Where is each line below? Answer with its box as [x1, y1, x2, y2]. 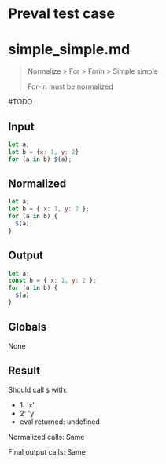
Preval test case [8, 5, 116, 23]
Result [8, 364, 41, 378]
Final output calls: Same [8, 447, 87, 456]
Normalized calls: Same [8, 432, 85, 441]
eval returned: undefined [19, 417, 101, 426]
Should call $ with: [8, 385, 68, 394]
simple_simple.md [8, 41, 131, 59]
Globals [8, 320, 47, 334]
